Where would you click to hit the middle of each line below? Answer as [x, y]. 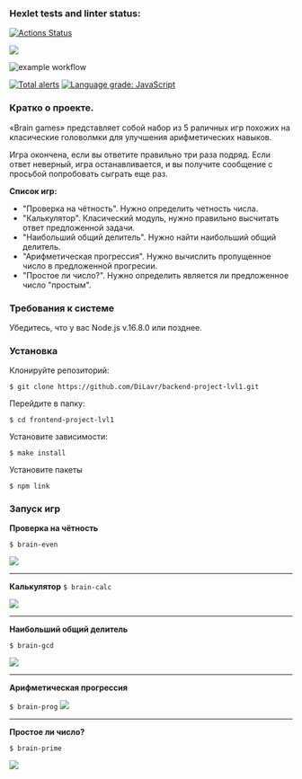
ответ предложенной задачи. [79, 227]
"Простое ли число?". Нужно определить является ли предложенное [155, 275]
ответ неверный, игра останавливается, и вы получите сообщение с [141, 164]
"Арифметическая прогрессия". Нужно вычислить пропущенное [147, 256]
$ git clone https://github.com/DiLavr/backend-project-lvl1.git [134, 387]
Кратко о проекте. [52, 108]
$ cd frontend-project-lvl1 [62, 420]
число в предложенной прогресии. [90, 266]
